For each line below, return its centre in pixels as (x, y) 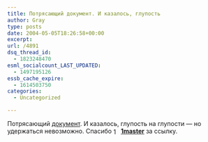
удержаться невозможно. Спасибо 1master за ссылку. (92, 131)
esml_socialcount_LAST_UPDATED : (54, 65)
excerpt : (20, 40)
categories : (24, 91)
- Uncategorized (37, 98)
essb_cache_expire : (36, 78)
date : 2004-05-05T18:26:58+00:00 (56, 33)
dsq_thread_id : (29, 53)
